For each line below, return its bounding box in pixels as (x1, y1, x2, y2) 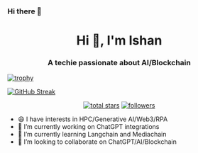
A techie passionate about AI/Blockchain (47, 58, 192, 68)
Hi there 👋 (7, 6, 43, 16)
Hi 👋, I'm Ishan (76, 33, 163, 49)
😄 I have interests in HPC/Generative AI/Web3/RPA (17, 115, 168, 123)
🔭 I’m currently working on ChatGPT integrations (17, 123, 160, 131)
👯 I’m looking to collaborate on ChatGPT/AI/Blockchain (17, 137, 177, 146)
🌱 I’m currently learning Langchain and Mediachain (17, 130, 167, 139)
